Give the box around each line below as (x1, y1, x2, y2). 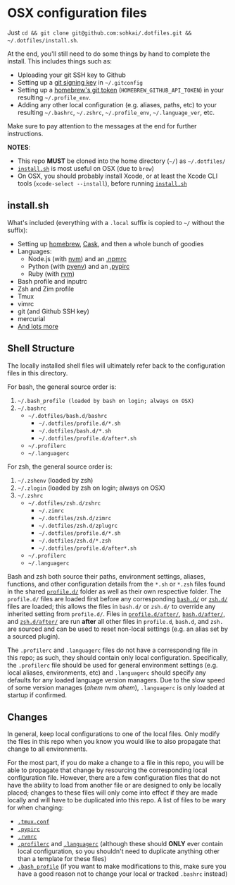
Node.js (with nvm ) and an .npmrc (27, 254, 127, 263)
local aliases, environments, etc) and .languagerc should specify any (7, 668, 206, 677)
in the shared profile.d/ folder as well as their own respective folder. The (7, 587, 222, 596)
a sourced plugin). (7, 632, 61, 640)
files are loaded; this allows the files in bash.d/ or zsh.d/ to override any (7, 602, 216, 610)
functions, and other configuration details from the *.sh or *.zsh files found (7, 579, 226, 588)
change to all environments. (7, 745, 88, 753)
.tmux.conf (17, 819, 50, 826)
